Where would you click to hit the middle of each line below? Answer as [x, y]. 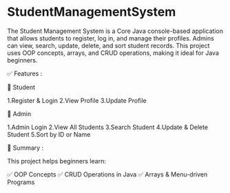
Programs [21, 182]
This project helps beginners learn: [57, 161]
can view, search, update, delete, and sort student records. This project [108, 45]
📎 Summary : [25, 148]
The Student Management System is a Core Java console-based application [115, 31]
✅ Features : [25, 73]
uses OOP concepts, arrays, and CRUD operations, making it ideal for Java [113, 53]
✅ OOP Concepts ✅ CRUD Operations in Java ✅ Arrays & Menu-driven [107, 174]
